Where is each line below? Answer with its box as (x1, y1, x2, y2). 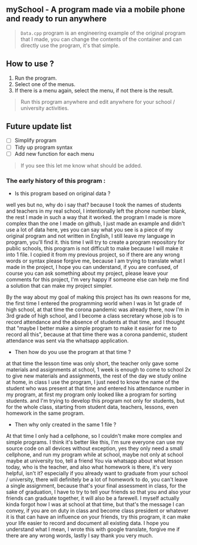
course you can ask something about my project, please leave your (6, 270, 168, 277)
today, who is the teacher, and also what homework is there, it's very (6, 463, 172, 471)
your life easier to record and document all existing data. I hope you (6, 519, 169, 526)
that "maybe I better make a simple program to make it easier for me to (6, 325, 177, 332)
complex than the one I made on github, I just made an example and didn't (6, 220, 185, 227)
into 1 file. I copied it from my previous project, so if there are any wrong (6, 251, 180, 258)
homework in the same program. (6, 410, 85, 417)
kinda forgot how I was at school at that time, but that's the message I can (6, 500, 185, 507)
